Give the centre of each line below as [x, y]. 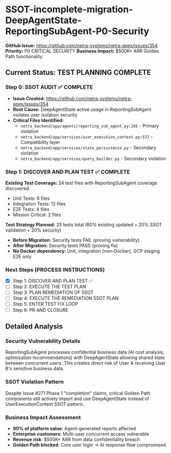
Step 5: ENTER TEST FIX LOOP [45, 304]
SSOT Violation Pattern [35, 382]
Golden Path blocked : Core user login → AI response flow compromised [89, 445]
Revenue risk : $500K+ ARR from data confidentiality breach [76, 439]
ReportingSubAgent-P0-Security [77, 31]
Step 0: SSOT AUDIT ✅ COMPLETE [49, 87]
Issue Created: [29, 98]
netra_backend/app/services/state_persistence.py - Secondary [88, 147]
